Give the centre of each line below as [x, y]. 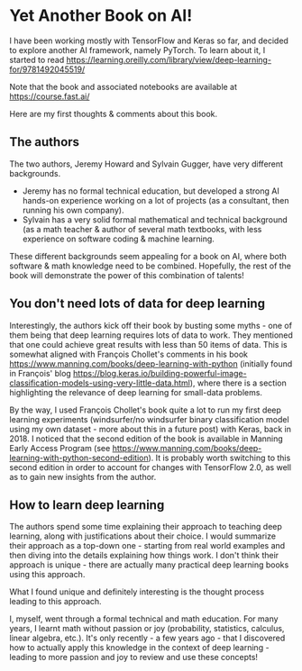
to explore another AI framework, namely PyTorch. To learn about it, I [137, 50]
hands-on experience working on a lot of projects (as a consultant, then [156, 200]
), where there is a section [238, 383]
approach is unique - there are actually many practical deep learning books [149, 565]
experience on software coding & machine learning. [118, 239]
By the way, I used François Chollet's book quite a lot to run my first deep [146, 410]
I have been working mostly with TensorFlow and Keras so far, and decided [149, 41]
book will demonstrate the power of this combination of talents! [127, 275]
